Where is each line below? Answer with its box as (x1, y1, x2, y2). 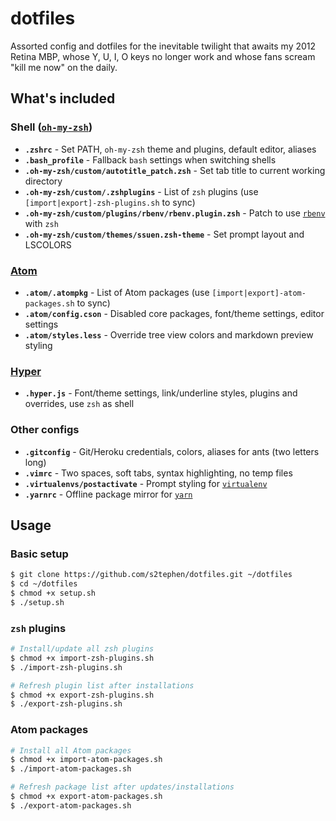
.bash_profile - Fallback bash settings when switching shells (24, 153, 277, 166)
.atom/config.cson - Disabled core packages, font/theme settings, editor (24, 307, 325, 319)
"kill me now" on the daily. (10, 61, 118, 73)
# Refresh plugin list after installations (10, 680, 195, 691)
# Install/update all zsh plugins (10, 644, 155, 654)
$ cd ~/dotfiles (10, 579, 78, 589)
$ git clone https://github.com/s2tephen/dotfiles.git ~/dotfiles (10, 570, 293, 580)
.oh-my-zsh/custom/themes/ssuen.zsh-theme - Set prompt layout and (24, 228, 305, 240)
